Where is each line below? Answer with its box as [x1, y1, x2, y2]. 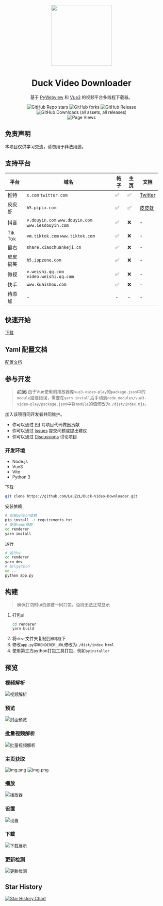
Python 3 [12, 474, 31, 480]
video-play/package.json [16, 402, 67, 407]
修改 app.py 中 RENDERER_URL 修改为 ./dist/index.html [12, 642, 114, 648]
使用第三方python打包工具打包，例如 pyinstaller [12, 648, 110, 654]
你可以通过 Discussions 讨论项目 [12, 434, 78, 439]
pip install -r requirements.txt [5, 518, 73, 523]
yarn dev [5, 559, 23, 565]
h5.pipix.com [26, 205, 57, 210]
